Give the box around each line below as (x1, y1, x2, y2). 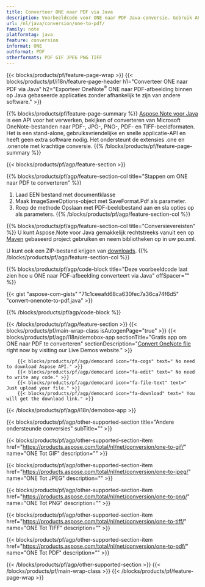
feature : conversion (6, 37, 59, 43)
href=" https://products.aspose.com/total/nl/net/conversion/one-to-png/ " (6, 493, 190, 500)
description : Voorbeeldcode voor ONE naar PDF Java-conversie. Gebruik (6, 15, 192, 21)
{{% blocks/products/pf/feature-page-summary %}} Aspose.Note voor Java (6, 110, 198, 117)
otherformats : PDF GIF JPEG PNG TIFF (6, 54, 103, 61)
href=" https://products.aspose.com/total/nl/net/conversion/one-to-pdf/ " (6, 542, 189, 550)
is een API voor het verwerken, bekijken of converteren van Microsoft (6, 117, 181, 124)
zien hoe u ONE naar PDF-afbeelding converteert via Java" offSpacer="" (6, 272, 190, 279)
